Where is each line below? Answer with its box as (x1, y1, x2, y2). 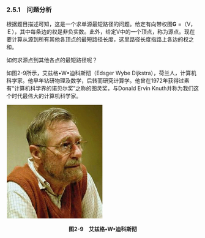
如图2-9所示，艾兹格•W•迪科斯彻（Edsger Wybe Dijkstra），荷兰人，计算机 (6, 69, 197, 77)
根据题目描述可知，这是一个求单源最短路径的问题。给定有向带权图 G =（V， (6, 20, 196, 28)
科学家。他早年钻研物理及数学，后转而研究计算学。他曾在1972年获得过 (6, 77, 185, 84)
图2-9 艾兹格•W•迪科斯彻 (68, 225, 138, 233)
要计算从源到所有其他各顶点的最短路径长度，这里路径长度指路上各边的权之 (6, 35, 194, 43)
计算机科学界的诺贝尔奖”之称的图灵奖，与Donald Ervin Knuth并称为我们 (14, 84, 194, 92)
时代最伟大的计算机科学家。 (11, 92, 81, 100)
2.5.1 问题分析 (6, 5, 52, 13)
